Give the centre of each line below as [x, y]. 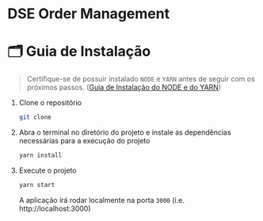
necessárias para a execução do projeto [84, 141]
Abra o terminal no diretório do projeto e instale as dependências [125, 132]
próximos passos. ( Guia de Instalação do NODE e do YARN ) [124, 87]
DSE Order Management [89, 14]
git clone [35, 117]
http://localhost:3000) [55, 208]
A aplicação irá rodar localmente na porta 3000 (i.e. [102, 200]
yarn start [37, 185]
